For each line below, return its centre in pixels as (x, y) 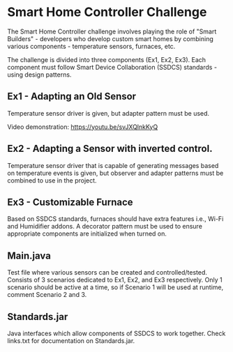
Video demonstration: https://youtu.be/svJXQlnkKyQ (83, 127)
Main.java (29, 255)
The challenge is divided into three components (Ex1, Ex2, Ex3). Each (107, 59)
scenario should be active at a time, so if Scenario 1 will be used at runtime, (115, 287)
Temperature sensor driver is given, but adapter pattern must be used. (108, 113)
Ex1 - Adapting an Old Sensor (72, 97)
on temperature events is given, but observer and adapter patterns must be (115, 173)
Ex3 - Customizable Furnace (70, 202)
